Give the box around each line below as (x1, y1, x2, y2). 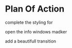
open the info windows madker (5, 29, 67, 34)
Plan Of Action (5, 3, 65, 15)
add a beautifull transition (5, 38, 56, 44)
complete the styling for (5, 19, 53, 25)
